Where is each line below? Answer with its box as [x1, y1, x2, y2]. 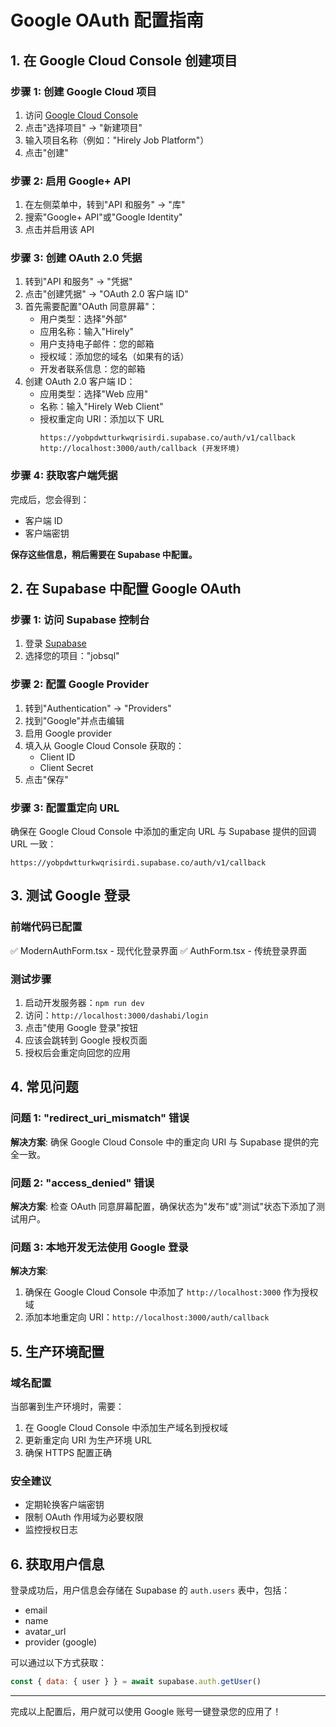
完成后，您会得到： [10, 493, 90, 505]
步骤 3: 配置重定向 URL [10, 801, 120, 815]
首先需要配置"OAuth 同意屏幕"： [24, 301, 158, 313]
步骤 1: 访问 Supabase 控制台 [10, 613, 150, 627]
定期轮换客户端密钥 [24, 1499, 105, 1511]
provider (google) [24, 1636, 98, 1648]
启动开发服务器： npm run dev [24, 997, 145, 1009]
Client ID [39, 751, 76, 763]
